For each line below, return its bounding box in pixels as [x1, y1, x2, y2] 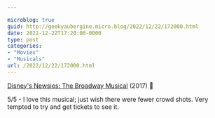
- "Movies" [7, 49, 39, 56]
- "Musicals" [7, 55, 46, 63]
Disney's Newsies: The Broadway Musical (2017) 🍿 [7, 81, 154, 90]
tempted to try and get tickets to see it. [7, 103, 119, 111]
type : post [7, 36, 39, 43]
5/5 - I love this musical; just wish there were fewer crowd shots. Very [7, 95, 209, 103]
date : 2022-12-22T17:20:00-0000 [7, 29, 102, 37]
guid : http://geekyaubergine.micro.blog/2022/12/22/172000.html [7, 22, 199, 30]
